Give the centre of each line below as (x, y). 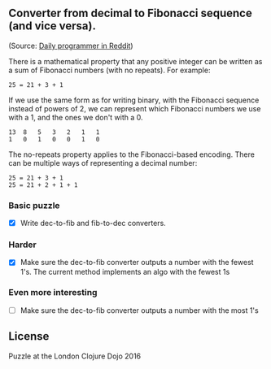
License (29, 336)
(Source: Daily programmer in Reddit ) (71, 46)
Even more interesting (53, 293)
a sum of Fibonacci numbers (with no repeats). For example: (109, 70)
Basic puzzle (34, 205)
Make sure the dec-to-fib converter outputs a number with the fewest (137, 263)
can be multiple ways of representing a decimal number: (103, 163)
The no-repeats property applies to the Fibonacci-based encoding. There (131, 154)
